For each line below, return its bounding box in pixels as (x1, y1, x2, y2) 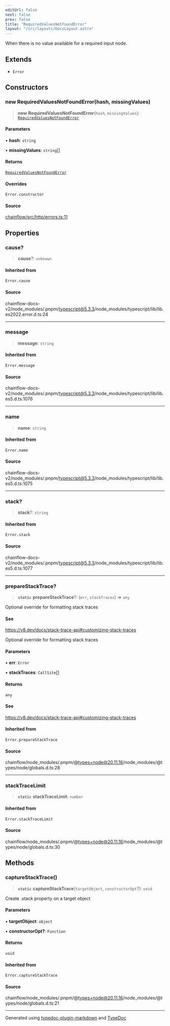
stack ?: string (17, 509, 49, 516)
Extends (5, 55, 32, 63)
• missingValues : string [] (5, 147, 61, 153)
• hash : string (5, 137, 36, 143)
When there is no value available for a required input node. (5, 40, 127, 46)
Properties (5, 229, 39, 237)
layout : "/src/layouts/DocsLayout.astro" (5, 26, 94, 31)
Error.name (5, 447, 28, 453)
